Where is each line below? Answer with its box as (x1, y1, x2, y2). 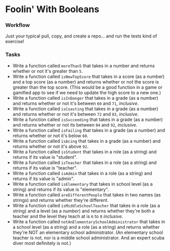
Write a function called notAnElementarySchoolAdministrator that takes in (12, 219, 165, 225)
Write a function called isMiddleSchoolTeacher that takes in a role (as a (12, 202, 160, 208)
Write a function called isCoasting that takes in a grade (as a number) (12, 105, 158, 112)
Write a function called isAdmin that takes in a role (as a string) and (12, 170, 152, 176)
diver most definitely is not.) (12, 240, 72, 246)
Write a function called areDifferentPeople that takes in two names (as (12, 191, 161, 198)
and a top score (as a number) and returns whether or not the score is (12, 78, 159, 85)
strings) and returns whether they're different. (12, 197, 109, 203)
